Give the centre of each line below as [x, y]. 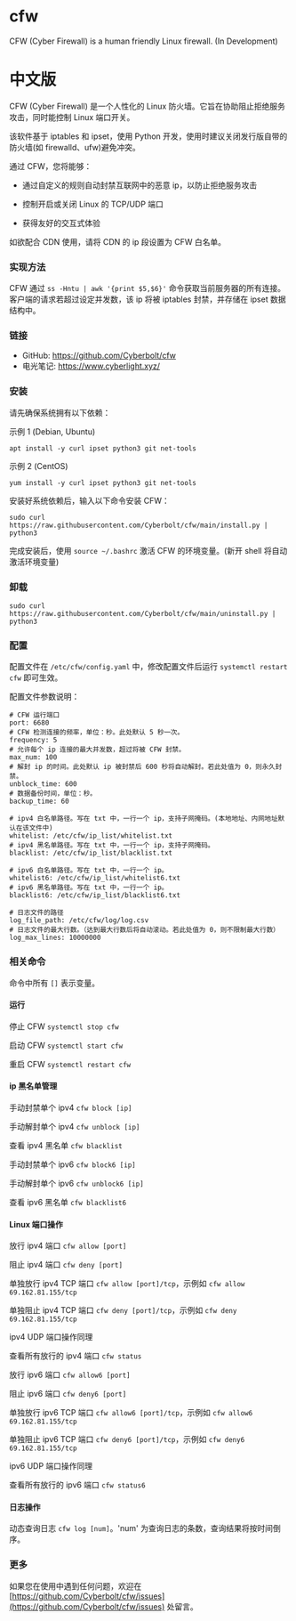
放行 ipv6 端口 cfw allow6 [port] [70, 1375]
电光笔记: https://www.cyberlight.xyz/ [91, 366]
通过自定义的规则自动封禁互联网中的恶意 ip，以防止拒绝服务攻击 [140, 185]
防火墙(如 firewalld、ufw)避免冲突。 [75, 147]
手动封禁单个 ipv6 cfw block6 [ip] [72, 1164]
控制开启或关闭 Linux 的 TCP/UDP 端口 [93, 204]
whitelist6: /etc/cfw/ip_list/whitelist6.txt [95, 879]
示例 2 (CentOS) [39, 466]
